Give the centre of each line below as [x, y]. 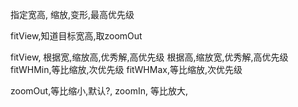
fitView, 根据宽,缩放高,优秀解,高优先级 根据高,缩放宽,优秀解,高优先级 [149, 57]
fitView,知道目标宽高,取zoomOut [76, 36]
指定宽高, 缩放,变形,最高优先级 [72, 14]
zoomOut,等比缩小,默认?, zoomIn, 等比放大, [99, 91]
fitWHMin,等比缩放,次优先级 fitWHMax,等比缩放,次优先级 [126, 69]
